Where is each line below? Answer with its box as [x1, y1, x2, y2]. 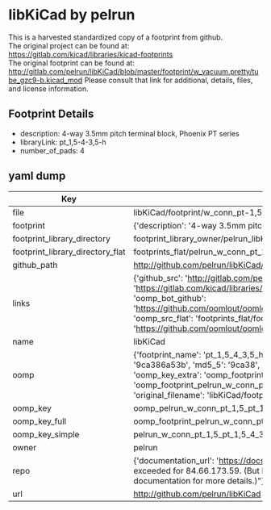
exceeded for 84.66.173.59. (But [132, 465, 260, 476]
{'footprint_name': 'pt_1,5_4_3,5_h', [132, 349, 269, 360]
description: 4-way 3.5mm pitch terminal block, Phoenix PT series [19, 128, 240, 138]
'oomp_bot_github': [132, 292, 206, 303]
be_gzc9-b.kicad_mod [8, 75, 83, 85]
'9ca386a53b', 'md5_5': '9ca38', [132, 359, 261, 370]
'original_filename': [132, 389, 206, 400]
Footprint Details [8, 107, 94, 121]
